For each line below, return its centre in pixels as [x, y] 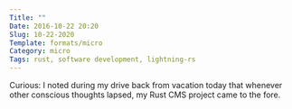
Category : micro [40, 51]
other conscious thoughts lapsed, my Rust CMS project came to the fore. [145, 95]
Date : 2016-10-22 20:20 [54, 26]
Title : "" [28, 18]
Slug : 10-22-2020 [42, 34]
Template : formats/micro [56, 43]
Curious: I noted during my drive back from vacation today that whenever [146, 85]
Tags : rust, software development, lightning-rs [103, 59]
